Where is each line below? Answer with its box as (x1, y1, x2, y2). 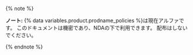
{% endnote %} (5, 43, 43, 50)
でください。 (5, 32, 36, 39)
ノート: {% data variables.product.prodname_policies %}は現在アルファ (5, 17, 180, 24)
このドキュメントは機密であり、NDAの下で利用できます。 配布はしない (16, 25, 188, 31)
